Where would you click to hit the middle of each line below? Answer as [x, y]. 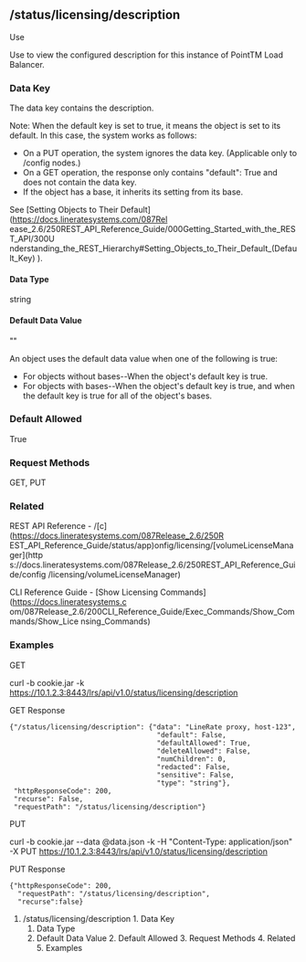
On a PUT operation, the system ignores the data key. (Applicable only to [160, 153]
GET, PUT [28, 482]
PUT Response [37, 869]
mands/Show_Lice [44, 621]
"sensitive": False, [195, 775]
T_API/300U [32, 239]
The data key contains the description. [82, 108]
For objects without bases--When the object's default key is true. [145, 376]
